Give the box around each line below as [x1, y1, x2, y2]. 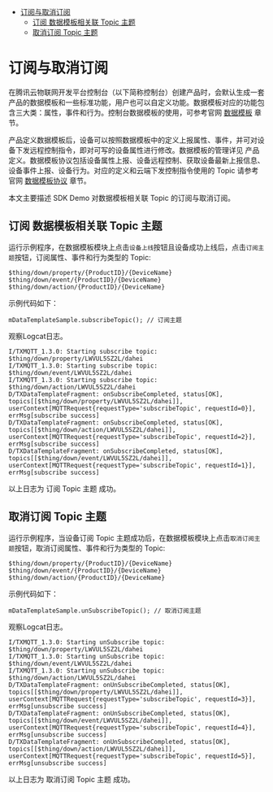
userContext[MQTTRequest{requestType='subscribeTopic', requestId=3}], [8, 694, 256, 703]
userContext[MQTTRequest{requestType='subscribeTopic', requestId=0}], [8, 404, 256, 412]
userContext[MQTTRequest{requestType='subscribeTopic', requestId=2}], [8, 433, 256, 441]
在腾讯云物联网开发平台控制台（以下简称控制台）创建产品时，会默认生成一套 [8, 87, 265, 97]
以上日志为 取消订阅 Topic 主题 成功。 [8, 774, 136, 784]
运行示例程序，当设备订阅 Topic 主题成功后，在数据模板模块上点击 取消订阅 [8, 533, 254, 542]
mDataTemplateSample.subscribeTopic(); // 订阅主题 [8, 315, 183, 324]
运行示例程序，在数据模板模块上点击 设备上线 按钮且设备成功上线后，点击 [8, 242, 246, 252]
